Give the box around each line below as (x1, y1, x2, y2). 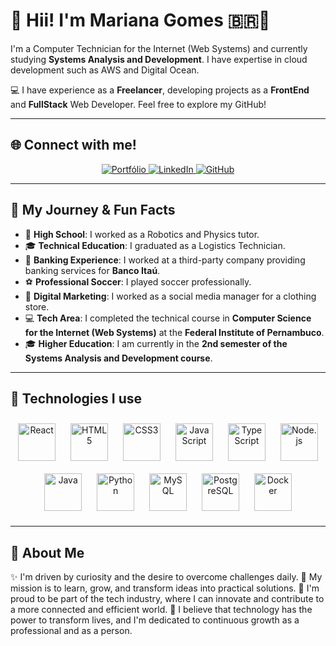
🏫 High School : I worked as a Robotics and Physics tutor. (24, 228, 260, 240)
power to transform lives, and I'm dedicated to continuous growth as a (10, 614, 300, 626)
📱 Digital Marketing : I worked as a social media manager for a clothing (24, 290, 317, 302)
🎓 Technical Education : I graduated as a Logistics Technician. (24, 239, 286, 251)
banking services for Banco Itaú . (24, 264, 161, 276)
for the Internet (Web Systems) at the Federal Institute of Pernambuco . (24, 326, 325, 338)
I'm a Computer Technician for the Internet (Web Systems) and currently (10, 42, 308, 54)
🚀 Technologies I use (10, 390, 143, 407)
